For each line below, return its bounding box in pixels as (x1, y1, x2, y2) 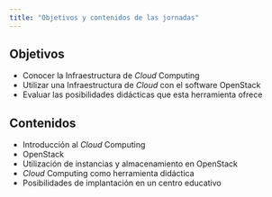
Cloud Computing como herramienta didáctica (22, 168, 195, 179)
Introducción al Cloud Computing (22, 139, 146, 150)
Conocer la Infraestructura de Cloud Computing (22, 70, 200, 81)
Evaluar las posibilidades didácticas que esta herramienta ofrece (22, 89, 263, 100)
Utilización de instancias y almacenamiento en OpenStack (22, 158, 239, 169)
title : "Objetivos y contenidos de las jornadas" (9, 13, 200, 22)
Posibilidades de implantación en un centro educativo (22, 177, 222, 189)
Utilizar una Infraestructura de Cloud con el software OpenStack (22, 80, 261, 91)
